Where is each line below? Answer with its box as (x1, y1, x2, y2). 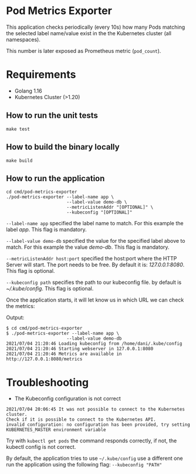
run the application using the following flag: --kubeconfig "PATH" (6, 461, 163, 468)
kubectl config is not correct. (6, 443, 76, 451)
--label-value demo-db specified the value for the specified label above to (6, 238, 185, 245)
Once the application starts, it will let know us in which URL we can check (6, 296, 184, 303)
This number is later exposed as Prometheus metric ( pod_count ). (6, 47, 161, 54)
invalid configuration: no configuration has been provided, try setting (6, 422, 191, 428)
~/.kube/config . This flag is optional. (6, 285, 94, 292)
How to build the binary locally (6, 142, 120, 152)
